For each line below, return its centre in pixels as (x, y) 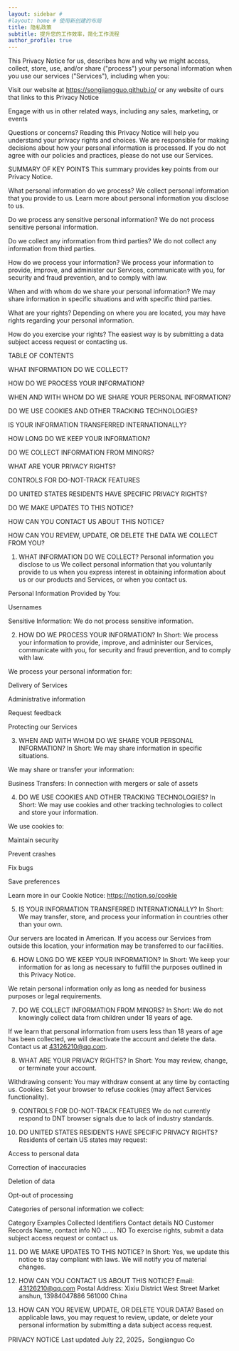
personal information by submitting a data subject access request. (115, 1325)
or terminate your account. (57, 1068)
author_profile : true (40, 41)
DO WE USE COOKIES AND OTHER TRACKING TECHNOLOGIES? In (117, 797)
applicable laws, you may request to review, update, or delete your (116, 1317)
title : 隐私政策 (30, 27)
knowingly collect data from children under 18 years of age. (105, 1018)
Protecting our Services (43, 727)
